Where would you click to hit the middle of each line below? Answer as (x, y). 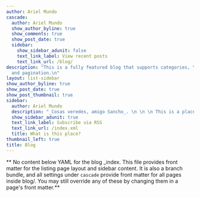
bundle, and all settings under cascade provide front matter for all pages (94, 174)
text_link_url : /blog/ (45, 61)
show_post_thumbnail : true (40, 95)
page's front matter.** (33, 187)
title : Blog (21, 145)
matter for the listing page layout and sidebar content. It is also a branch (95, 168)
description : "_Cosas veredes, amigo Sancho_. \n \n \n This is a (96, 112)
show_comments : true (37, 34)
